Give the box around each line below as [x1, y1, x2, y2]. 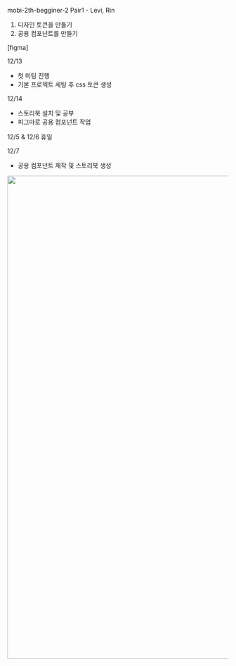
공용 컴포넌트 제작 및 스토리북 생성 [17, 161, 112, 170]
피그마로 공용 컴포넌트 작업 [17, 118, 91, 126]
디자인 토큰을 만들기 [17, 20, 72, 29]
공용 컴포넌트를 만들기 [17, 30, 79, 37]
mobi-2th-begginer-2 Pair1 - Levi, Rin [7, 6, 115, 14]
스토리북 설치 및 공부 [17, 109, 74, 117]
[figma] [7, 44, 29, 51]
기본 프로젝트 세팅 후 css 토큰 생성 [17, 80, 112, 89]
